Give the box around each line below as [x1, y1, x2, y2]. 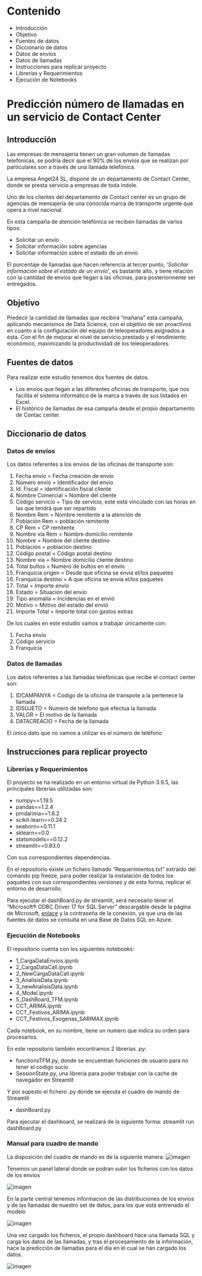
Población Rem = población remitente [15, 517, 109, 525]
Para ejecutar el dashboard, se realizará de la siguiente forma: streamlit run [7, 1117, 195, 1125]
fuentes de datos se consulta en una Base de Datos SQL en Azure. [7, 916, 173, 924]
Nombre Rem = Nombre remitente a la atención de [15, 511, 142, 519]
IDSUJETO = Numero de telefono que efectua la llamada [15, 705, 157, 712]
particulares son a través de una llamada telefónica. [7, 163, 135, 171]
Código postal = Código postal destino [15, 550, 112, 557]
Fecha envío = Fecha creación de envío [15, 473, 114, 480]
